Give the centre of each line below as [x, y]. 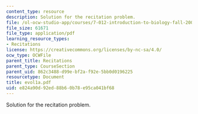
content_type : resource [35, 11]
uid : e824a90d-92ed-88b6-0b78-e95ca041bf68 [60, 88]
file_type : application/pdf [41, 33]
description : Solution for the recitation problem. [71, 17]
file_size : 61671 [27, 28]
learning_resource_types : [38, 39]
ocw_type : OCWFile [29, 55]
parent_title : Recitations [39, 61]
